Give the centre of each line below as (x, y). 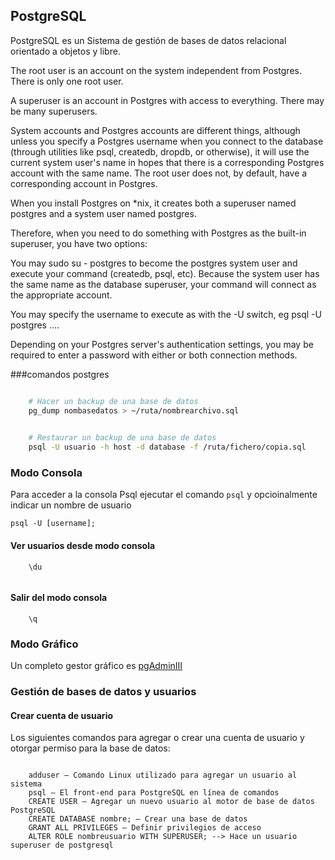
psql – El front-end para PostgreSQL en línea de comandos (154, 793)
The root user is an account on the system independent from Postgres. (156, 70)
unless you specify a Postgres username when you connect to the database (167, 141)
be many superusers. (54, 111)
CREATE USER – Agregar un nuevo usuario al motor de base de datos (171, 802)
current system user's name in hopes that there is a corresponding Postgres (167, 162)
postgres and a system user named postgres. (103, 213)
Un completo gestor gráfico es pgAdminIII (96, 666)
